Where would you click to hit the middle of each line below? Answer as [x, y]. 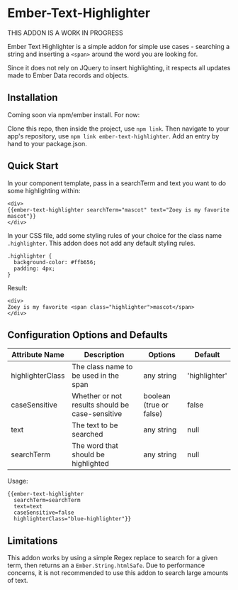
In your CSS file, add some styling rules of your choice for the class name [114, 235]
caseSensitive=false [44, 513]
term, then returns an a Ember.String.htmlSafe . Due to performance [106, 565]
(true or [156, 405]
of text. [18, 581]
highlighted [91, 464]
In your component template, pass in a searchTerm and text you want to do [117, 183]
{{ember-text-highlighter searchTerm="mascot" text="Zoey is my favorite [119, 210]
